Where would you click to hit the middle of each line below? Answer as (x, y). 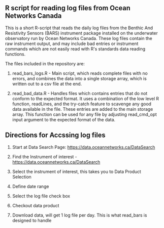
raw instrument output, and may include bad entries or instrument (72, 44)
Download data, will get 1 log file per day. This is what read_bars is (80, 215)
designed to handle (32, 220)
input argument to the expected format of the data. (64, 119)
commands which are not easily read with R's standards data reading (75, 48)
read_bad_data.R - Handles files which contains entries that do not (80, 93)
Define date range (31, 186)
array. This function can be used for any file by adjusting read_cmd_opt (84, 114)
